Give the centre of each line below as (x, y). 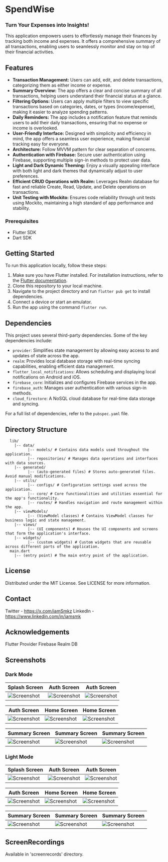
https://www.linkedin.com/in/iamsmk (43, 616)
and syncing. (26, 404)
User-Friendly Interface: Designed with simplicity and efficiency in (82, 133)
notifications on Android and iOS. (47, 377)
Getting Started (30, 253)
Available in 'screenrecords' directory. (44, 854)
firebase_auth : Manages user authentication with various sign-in (79, 388)
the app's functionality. (32, 498)
